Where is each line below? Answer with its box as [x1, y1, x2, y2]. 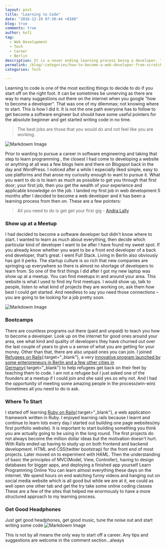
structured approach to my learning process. [5, 493, 96, 499]
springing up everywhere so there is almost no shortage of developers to [5, 263, 154, 269]
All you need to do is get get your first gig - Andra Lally [17, 208, 129, 214]
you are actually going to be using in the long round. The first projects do [5, 430, 154, 436]
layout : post [5, 7, 32, 12]
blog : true [5, 21, 28, 26]
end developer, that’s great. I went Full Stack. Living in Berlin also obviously [5, 252, 158, 258]
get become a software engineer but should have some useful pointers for [5, 111, 157, 117]
